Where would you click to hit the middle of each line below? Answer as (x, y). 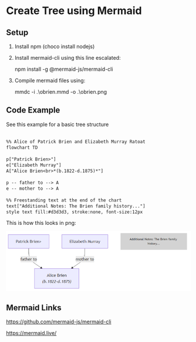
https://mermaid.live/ (31, 333)
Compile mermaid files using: (50, 81)
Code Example (33, 110)
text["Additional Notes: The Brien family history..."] (76, 206)
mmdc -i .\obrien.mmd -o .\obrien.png (61, 92)
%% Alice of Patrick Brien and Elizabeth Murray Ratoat (76, 142)
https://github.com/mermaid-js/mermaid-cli (59, 322)
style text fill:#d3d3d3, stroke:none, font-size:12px (75, 212)
